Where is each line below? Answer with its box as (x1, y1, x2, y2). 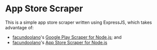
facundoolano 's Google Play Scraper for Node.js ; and (12, 34, 122, 40)
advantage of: (5, 24, 34, 30)
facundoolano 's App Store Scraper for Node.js (12, 39, 108, 45)
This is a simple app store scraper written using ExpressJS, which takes (5, 19, 153, 25)
